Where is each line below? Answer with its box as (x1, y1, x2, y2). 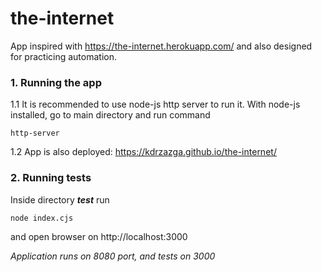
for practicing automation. (10, 50, 118, 62)
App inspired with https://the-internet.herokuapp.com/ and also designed (10, 40, 313, 52)
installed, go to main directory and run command (10, 109, 211, 121)
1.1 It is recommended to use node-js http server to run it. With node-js (10, 98, 301, 111)
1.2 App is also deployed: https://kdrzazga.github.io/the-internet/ (10, 146, 277, 158)
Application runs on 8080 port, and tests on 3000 (10, 250, 216, 262)
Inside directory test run (10, 193, 110, 206)
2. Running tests (10, 171, 92, 185)
